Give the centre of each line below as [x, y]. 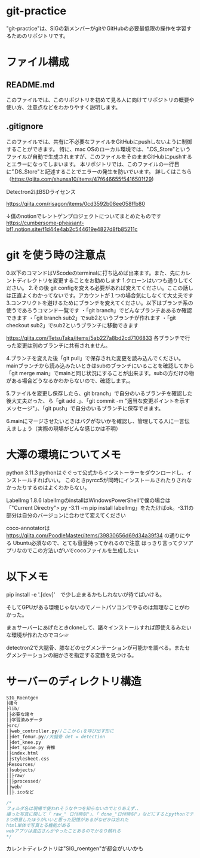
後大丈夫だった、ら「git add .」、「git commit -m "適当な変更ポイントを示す [98, 401]
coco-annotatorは [28, 528]
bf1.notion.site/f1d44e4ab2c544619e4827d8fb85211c [72, 229]
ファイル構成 [38, 63]
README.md [30, 85]
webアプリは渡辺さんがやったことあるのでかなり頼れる [64, 831]
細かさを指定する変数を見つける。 [95, 655]
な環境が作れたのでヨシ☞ [38, 635]
